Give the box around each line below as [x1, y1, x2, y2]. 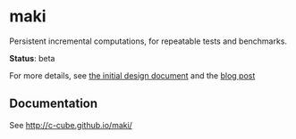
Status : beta [9, 53, 55, 63]
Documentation [9, 96, 98, 111]
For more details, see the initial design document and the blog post [9, 69, 256, 81]
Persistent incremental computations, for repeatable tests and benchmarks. [9, 36, 288, 46]
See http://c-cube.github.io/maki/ [9, 119, 132, 130]
